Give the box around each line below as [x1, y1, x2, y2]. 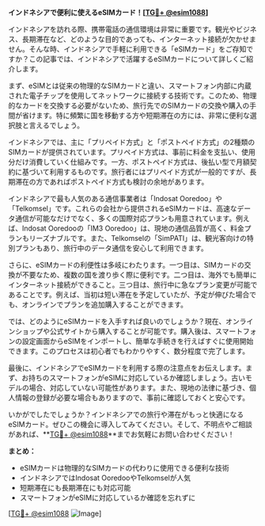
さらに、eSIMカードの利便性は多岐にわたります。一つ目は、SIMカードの [8, 261, 245, 269]
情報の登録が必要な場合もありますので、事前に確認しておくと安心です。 [14, 393, 250, 402]
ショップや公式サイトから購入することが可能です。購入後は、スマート [14, 326, 244, 336]
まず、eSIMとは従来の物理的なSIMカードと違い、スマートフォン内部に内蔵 [8, 81, 252, 90]
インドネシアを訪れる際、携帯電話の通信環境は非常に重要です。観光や [8, 25, 237, 34]
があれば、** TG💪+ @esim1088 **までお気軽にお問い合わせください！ [8, 429, 235, 439]
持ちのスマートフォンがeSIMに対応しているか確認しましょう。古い [28, 373, 245, 383]
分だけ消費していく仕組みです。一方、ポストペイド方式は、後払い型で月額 [8, 158, 251, 166]
